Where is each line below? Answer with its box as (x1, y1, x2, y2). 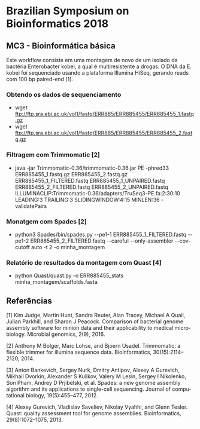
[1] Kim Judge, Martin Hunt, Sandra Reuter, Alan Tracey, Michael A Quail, (6, 312, 186, 318)
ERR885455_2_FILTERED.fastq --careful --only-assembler (30, 237, 174, 244)
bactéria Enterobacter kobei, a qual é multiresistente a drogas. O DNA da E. (6, 63, 192, 70)
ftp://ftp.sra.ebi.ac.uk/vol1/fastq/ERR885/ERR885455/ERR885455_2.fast (14, 130, 193, 137)
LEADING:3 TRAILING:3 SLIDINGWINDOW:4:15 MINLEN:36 (14, 196, 160, 203)
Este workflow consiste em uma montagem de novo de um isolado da (6, 57, 178, 63)
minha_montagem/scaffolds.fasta (14, 278, 98, 286)
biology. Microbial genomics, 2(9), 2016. (6, 330, 105, 338)
